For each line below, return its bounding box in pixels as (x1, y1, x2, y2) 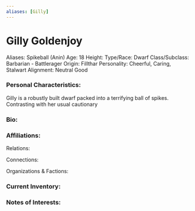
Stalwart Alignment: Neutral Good (6, 66, 88, 73)
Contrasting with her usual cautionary (6, 100, 98, 108)
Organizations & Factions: (6, 168, 69, 175)
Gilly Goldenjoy (6, 34, 83, 47)
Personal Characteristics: (6, 81, 81, 89)
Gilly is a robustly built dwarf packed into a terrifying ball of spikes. (6, 94, 169, 101)
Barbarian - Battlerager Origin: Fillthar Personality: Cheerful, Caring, (6, 60, 171, 67)
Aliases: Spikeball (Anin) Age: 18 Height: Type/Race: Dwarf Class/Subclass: (6, 54, 189, 61)
